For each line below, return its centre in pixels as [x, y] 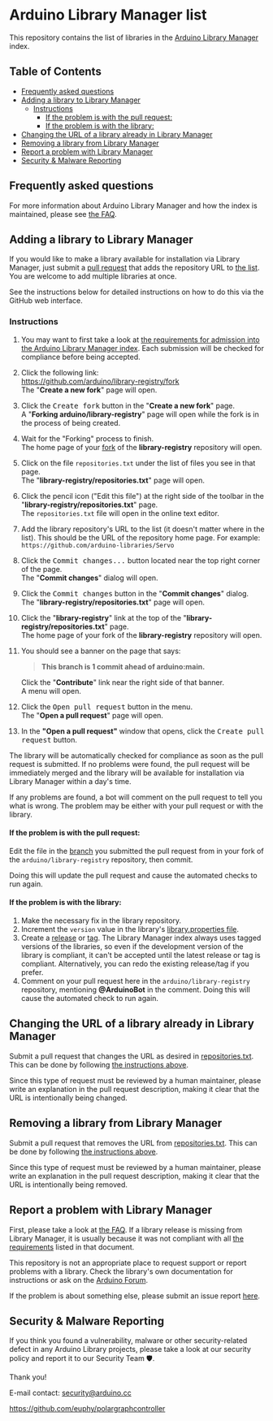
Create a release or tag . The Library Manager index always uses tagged [141, 938]
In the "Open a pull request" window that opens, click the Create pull [143, 731]
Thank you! [28, 1377]
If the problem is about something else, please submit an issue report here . [135, 1295]
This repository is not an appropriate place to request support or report [128, 1263]
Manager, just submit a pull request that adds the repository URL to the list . [134, 268]
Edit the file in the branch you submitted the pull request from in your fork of [136, 851]
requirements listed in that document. [72, 1247]
